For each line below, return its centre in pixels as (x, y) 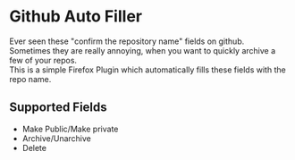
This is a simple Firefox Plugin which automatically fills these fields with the (147, 70)
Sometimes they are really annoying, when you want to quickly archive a (143, 50)
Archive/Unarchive (56, 138)
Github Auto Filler (76, 17)
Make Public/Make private (70, 129)
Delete (34, 147)
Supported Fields (58, 108)
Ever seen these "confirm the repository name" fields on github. (127, 41)
